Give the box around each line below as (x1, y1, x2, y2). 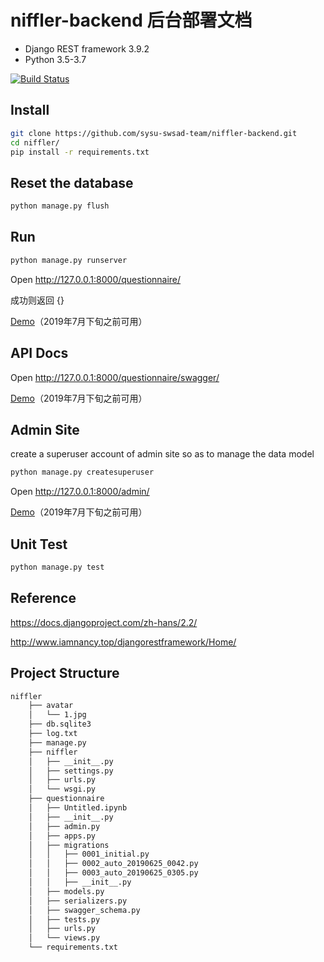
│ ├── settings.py (28, 766, 114, 776)
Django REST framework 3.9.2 (24, 42, 150, 55)
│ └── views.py (28, 933, 101, 943)
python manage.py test (10, 562, 105, 573)
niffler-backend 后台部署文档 (10, 9, 253, 32)
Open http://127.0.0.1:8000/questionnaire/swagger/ (10, 371, 220, 383)
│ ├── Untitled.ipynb (28, 803, 128, 813)
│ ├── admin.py (28, 821, 101, 831)
